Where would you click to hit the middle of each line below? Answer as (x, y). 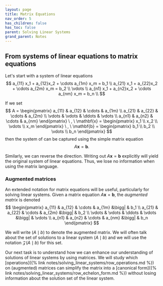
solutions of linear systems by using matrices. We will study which (72, 257)
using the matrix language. (32, 166)
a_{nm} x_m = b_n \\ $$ (82, 93)
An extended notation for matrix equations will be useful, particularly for (77, 189)
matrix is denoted (23, 199)
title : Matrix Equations (30, 14)
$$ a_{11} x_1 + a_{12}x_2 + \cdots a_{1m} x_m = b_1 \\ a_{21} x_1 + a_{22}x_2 (82, 83)
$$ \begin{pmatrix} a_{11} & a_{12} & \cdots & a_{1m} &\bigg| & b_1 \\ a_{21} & (82, 207)
